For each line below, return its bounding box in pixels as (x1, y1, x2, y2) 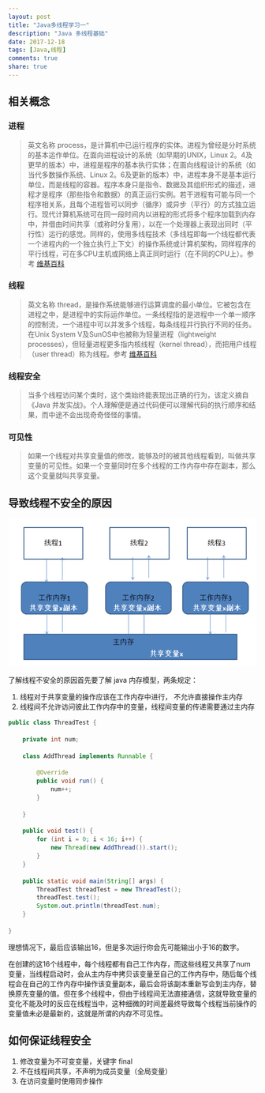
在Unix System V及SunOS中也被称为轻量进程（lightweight (27, 329, 217, 339)
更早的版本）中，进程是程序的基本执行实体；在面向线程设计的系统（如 (27, 160, 256, 169)
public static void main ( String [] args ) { (22, 877, 164, 885)
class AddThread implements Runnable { (22, 752, 154, 760)
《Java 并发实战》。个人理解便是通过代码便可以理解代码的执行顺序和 (27, 400, 250, 410)
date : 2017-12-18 (8, 38, 65, 46)
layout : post (8, 13, 51, 21)
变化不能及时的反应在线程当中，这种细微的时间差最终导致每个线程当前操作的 (8, 998, 257, 1008)
